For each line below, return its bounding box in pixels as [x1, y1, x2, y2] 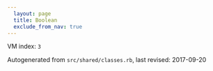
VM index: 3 [7, 42, 42, 51]
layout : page [13, 10, 52, 17]
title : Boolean [13, 17, 58, 24]
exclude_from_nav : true [13, 23, 82, 30]
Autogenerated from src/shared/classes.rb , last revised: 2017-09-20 [7, 56, 207, 64]
